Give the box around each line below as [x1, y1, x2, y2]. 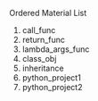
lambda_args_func [21, 44, 90, 55]
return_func [21, 35, 65, 45]
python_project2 [21, 82, 83, 92]
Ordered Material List [9, 8, 87, 18]
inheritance [21, 63, 64, 73]
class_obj [21, 54, 57, 63]
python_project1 [21, 72, 82, 83]
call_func [21, 25, 56, 35]
